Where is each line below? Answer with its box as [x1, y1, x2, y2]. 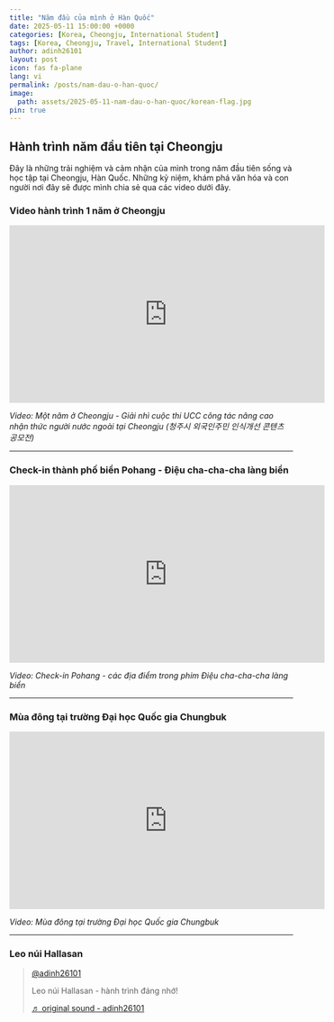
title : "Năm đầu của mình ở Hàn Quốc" [9, 13, 155, 23]
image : [9, 88, 34, 97]
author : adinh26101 [9, 47, 83, 56]
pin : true [9, 106, 47, 115]
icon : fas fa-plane [9, 64, 83, 73]
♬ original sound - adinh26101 [31, 1003, 145, 1014]
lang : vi [9, 72, 42, 81]
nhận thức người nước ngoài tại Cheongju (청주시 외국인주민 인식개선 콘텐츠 [9, 421, 284, 432]
